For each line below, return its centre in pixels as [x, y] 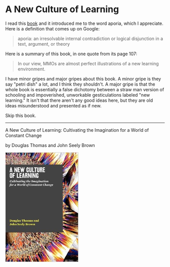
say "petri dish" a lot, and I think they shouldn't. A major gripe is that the [80, 84]
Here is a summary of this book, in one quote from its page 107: [71, 54]
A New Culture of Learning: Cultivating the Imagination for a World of [77, 130]
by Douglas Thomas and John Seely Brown [50, 145]
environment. [31, 69]
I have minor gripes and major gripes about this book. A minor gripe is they [83, 79]
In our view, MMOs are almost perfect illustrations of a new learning [88, 63]
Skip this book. [21, 116]
